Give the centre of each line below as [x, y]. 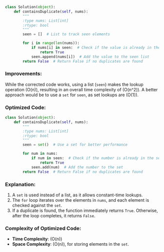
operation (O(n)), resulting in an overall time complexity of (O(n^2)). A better [82, 89]
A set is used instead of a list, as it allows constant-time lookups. [77, 195]
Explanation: [20, 184]
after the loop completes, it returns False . [54, 215]
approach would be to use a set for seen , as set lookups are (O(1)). [72, 95]
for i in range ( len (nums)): [51, 43]
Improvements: [24, 74]
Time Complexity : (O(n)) [37, 239]
